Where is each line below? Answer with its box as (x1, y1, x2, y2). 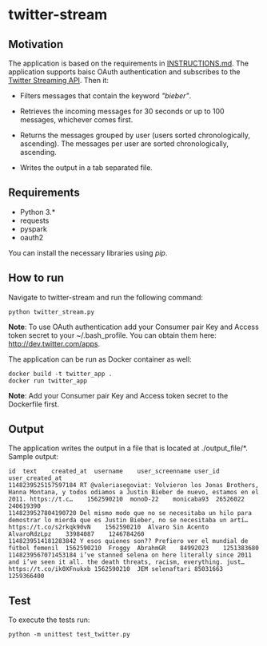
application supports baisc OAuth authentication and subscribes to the (8, 67, 241, 77)
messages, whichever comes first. (19, 115, 133, 125)
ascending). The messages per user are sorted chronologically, (19, 139, 229, 149)
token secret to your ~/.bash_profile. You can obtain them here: (8, 330, 217, 340)
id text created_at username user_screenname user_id (8, 467, 220, 476)
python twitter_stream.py (8, 307, 94, 316)
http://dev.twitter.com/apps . (8, 339, 101, 348)
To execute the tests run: (8, 615, 90, 624)
